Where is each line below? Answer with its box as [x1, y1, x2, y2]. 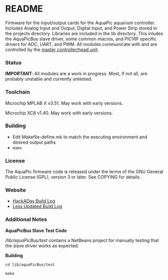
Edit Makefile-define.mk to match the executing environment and [12, 134, 147, 140]
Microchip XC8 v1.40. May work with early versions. [5, 109, 113, 116]
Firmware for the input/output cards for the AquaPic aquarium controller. [5, 20, 155, 26]
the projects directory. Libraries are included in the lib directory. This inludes [5, 30, 163, 36]
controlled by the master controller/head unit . [5, 46, 99, 52]
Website [5, 187, 26, 194]
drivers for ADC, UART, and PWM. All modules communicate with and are [5, 41, 157, 47]
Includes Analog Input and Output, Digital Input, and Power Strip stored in [5, 25, 157, 31]
